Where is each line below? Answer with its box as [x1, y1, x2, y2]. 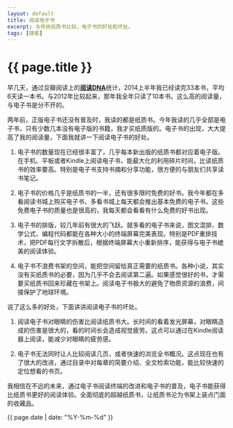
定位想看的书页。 [17, 367, 67, 376]
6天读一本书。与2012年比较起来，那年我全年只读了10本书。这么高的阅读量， [7, 92, 225, 101]
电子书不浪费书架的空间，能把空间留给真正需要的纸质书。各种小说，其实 [17, 262, 224, 270]
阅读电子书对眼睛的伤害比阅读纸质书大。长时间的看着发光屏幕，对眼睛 [17, 317, 218, 326]
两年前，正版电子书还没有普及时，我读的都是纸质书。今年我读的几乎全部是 [7, 116, 220, 124]
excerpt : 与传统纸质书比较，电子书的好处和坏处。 [7, 23, 134, 30]
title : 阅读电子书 [7, 17, 55, 24]
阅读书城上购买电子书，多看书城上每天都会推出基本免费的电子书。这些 [23, 198, 224, 206]
